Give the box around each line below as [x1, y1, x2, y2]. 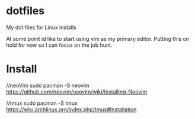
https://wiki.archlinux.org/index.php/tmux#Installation [6, 105, 137, 113]
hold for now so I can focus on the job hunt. [6, 41, 113, 49]
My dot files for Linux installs [6, 24, 76, 31]
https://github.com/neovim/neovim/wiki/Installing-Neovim [6, 88, 147, 95]
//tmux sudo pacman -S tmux [6, 99, 78, 107]
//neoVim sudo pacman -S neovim [6, 82, 90, 89]
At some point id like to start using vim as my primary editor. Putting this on [6, 35, 190, 42]
